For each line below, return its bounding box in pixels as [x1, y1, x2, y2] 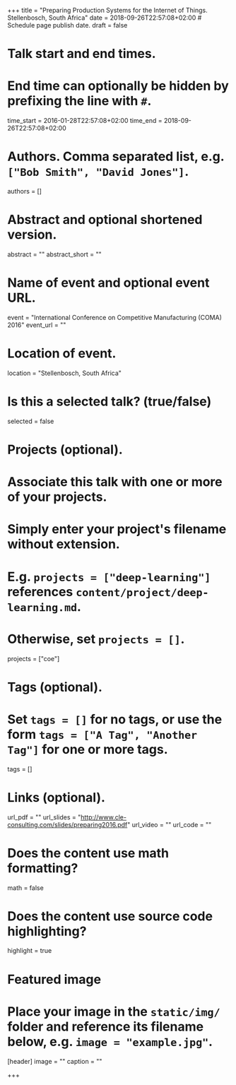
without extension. [7, 536, 120, 552]
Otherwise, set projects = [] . [7, 631, 185, 647]
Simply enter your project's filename [7, 521, 227, 538]
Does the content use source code [7, 908, 213, 924]
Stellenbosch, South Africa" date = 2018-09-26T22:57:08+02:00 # [7, 13, 202, 22]
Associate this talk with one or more [7, 474, 223, 490]
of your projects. [7, 489, 107, 505]
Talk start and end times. [7, 46, 156, 62]
